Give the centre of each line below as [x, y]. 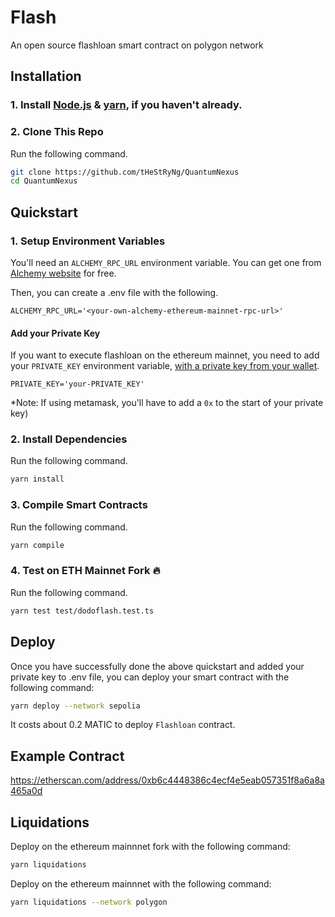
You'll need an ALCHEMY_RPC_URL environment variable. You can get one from [166, 262]
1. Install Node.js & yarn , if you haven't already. [126, 105]
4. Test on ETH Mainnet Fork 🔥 [85, 571]
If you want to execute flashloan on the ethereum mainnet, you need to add [165, 355]
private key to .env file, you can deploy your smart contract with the [150, 677]
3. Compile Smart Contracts [79, 505]
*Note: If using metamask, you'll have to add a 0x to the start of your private [167, 403]
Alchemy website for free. [63, 273]
